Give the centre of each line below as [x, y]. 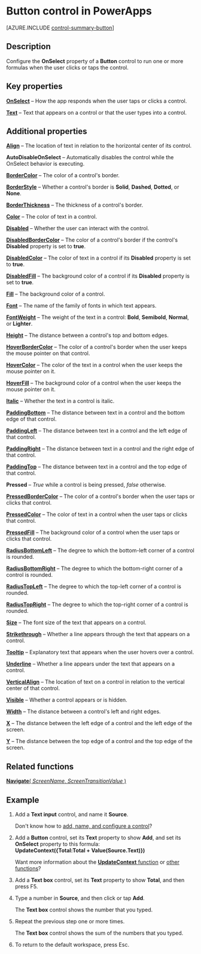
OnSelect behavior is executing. [45, 164]
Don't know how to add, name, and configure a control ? [83, 826]
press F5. [26, 886]
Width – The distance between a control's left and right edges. [83, 712]
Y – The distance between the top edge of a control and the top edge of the [99, 741]
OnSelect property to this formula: [57, 844]
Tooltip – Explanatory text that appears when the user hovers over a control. [100, 652]
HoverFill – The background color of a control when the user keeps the [94, 383]
